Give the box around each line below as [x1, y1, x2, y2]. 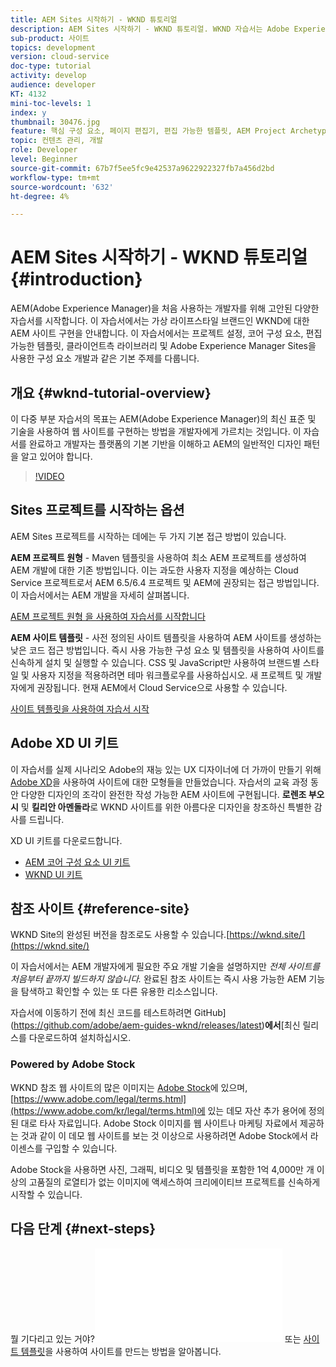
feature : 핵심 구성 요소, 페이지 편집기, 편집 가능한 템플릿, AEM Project [10, 126, 287, 136]
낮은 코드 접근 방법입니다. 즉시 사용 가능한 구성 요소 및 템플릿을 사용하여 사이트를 [10, 644, 325, 656]
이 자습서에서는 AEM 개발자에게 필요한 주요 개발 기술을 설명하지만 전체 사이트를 [10, 961, 321, 973]
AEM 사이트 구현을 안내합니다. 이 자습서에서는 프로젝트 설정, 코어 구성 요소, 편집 [10, 327, 323, 340]
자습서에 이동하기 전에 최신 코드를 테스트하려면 [10, 1007, 193, 1019]
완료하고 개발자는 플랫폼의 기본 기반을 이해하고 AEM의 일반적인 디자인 [28, 438, 302, 450]
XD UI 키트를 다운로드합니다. [10, 834, 123, 846]
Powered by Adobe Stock [10, 1057, 136, 1071]
